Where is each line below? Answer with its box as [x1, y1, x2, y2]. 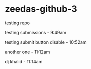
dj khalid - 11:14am [5, 58, 43, 64]
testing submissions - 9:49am [5, 29, 66, 35]
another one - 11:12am [5, 49, 50, 55]
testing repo [5, 20, 30, 26]
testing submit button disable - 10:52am [5, 39, 87, 45]
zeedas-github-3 [5, 3, 77, 15]
